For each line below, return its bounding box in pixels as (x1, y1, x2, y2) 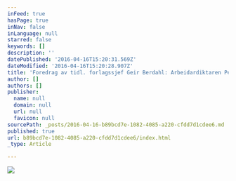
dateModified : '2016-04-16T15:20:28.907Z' (7, 62, 133, 69)
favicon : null (13, 114, 55, 121)
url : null (13, 108, 42, 115)
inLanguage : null (7, 29, 58, 37)
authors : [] (7, 82, 42, 89)
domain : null (13, 102, 52, 109)
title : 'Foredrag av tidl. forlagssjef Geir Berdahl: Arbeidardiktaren (7, 69, 221, 76)
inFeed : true (7, 10, 46, 18)
